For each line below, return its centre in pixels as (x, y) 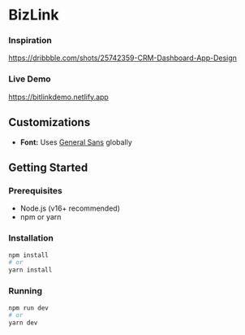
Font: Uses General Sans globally (76, 142)
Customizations (49, 122)
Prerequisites (35, 190)
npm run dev (28, 308)
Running (26, 291)
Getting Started (48, 167)
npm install (28, 255)
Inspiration (30, 41)
